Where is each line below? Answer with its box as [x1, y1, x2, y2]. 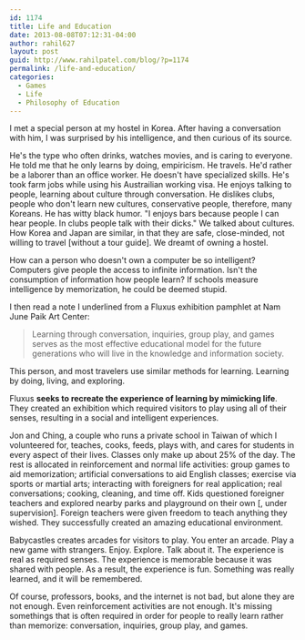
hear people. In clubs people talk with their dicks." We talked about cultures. [9, 218, 295, 229]
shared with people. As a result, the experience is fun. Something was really [9, 564, 295, 574]
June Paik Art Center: [9, 311, 90, 322]
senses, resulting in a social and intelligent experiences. [9, 412, 219, 423]
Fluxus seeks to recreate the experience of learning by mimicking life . [9, 393, 278, 404]
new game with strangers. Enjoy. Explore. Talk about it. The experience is [9, 544, 284, 555]
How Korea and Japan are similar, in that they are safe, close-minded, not [9, 228, 285, 239]
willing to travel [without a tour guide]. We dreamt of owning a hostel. [9, 238, 269, 249]
